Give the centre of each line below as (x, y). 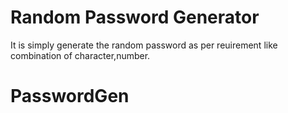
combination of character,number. (80, 55)
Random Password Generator (135, 17)
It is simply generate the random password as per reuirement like (144, 45)
